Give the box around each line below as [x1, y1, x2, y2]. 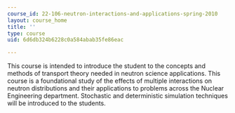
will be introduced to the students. [7, 99, 107, 107]
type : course [7, 29, 46, 37]
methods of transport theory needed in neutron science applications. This [7, 69, 221, 78]
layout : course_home [7, 17, 68, 24]
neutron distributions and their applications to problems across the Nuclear [7, 84, 224, 93]
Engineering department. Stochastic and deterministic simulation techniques [7, 92, 228, 100]
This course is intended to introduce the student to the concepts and [7, 62, 206, 70]
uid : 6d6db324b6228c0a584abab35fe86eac [7, 36, 124, 44]
